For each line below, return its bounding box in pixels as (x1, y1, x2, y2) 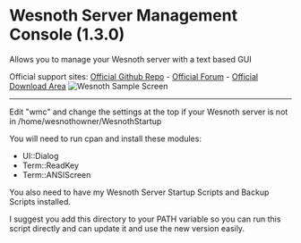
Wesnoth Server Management (9, 5, 238, 26)
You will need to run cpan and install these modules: (9, 133, 202, 144)
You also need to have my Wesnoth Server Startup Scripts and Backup (9, 187, 270, 197)
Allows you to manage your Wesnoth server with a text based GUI (9, 54, 253, 64)
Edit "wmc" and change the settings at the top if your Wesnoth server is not (9, 106, 288, 117)
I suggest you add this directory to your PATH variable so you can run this (9, 214, 281, 224)
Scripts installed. (9, 196, 72, 206)
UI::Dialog (21, 150, 59, 161)
